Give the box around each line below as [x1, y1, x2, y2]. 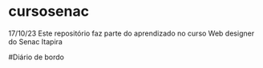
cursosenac [8, 2, 90, 21]
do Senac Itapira [8, 36, 63, 46]
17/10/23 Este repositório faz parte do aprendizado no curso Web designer [8, 28, 255, 38]
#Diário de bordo [8, 52, 64, 62]
